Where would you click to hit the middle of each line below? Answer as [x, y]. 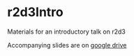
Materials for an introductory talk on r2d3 [66, 31]
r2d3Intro [36, 12]
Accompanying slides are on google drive [67, 45]
